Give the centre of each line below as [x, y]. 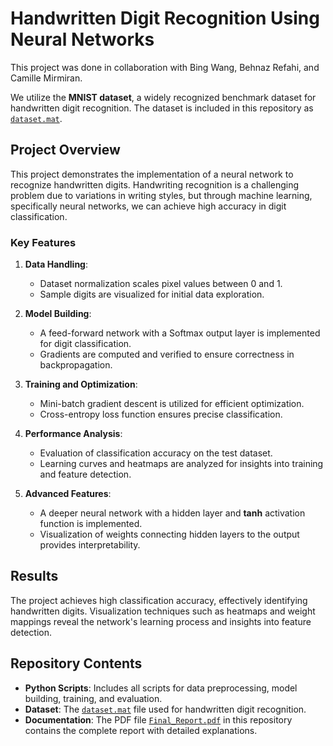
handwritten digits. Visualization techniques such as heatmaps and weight [163, 611]
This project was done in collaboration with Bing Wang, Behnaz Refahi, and [165, 67]
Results [34, 576]
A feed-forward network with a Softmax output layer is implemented [180, 333]
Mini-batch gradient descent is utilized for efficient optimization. [172, 404]
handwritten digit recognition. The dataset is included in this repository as [162, 108]
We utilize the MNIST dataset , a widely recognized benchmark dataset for [163, 97]
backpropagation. [76, 365]
